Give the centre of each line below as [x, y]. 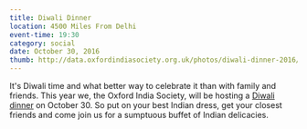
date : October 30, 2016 [55, 52]
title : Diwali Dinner [51, 18]
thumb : [22, 60]
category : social [42, 43]
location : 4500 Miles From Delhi [73, 26]
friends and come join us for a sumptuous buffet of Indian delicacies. [139, 115]
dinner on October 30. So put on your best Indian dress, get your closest [146, 105]
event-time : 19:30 [44, 35]
